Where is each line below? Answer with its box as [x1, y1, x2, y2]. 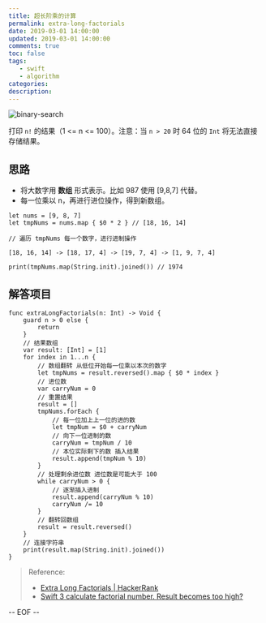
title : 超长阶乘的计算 [8, 11, 77, 20]
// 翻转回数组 [37, 516, 79, 524]
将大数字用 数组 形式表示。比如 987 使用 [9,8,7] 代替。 [19, 186, 203, 195]
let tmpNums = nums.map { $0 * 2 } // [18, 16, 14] [8, 219, 187, 227]
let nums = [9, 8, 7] [8, 212, 82, 220]
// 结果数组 [23, 339, 58, 347]
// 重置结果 [37, 393, 73, 402]
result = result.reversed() [37, 523, 132, 531]
